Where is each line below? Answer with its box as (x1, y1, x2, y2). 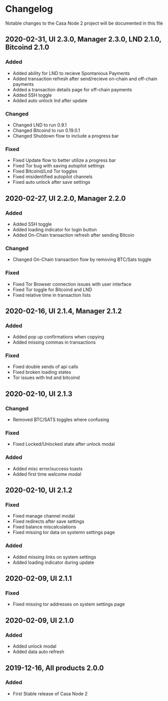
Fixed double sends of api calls (12, 364, 78, 370)
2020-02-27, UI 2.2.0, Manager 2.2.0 (5, 194, 126, 203)
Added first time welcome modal (12, 471, 82, 477)
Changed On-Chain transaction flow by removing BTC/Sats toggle (12, 256, 152, 262)
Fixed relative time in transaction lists (12, 292, 91, 298)
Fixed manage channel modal (12, 513, 75, 519)
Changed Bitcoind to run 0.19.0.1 (12, 127, 80, 134)
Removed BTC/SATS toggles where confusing (12, 416, 109, 423)
